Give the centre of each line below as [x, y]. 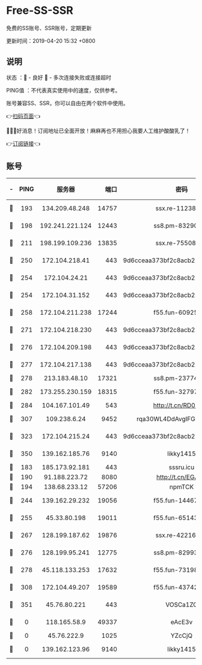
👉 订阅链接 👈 [23, 143]
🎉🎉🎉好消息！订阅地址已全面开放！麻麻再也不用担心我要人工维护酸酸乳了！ [98, 130]
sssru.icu [182, 467]
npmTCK [182, 487]
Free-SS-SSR [40, 11]
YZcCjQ [182, 635]
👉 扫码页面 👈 [23, 116]
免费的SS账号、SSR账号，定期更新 [49, 28]
